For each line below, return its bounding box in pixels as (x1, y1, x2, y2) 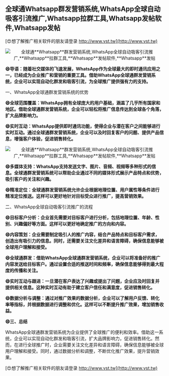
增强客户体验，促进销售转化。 (14, 136, 76, 142)
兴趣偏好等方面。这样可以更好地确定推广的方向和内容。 (14, 221, 129, 227)
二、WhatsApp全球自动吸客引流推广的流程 (5, 204, 93, 210)
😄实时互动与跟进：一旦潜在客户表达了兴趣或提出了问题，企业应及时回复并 (5, 278, 160, 284)
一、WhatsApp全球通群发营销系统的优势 (5, 89, 89, 95)
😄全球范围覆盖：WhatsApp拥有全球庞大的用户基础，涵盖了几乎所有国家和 (5, 100, 160, 106)
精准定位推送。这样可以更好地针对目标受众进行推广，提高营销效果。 (5, 193, 146, 199)
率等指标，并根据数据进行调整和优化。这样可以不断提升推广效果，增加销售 (5, 301, 159, 307)
